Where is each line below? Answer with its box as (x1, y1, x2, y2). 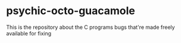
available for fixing (6, 29, 52, 37)
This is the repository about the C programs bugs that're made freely (6, 24, 175, 31)
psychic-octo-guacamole (6, 4, 136, 18)
